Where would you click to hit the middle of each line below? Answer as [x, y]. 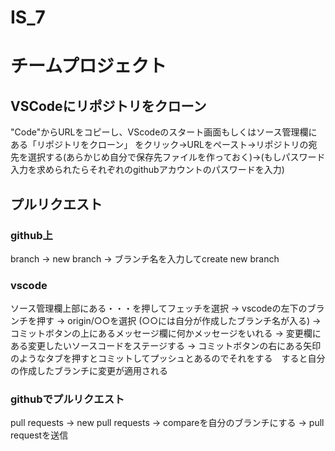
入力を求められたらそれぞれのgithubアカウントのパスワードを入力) [147, 170]
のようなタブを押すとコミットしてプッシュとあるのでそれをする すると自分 [168, 358]
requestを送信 [39, 435]
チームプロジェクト [88, 66]
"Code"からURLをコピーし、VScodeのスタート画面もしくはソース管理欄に [164, 132]
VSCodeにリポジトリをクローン [108, 106]
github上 [31, 235]
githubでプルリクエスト [67, 399]
